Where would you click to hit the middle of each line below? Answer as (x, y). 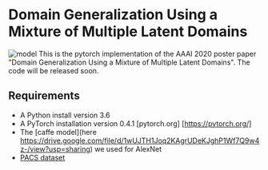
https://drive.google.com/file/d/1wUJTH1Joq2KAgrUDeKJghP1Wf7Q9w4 (140, 140)
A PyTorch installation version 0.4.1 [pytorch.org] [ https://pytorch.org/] (136, 123)
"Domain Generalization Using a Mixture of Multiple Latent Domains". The (129, 62)
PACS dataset (42, 157)
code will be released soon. (54, 70)
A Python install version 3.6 (65, 115)
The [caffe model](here (58, 132)
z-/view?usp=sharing (55, 148)
